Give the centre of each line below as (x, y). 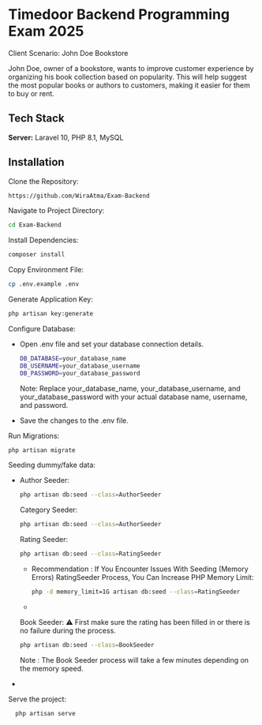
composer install (37, 255)
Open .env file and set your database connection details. (111, 344)
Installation (36, 162)
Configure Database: (42, 328)
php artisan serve (46, 713)
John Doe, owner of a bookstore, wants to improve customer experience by (131, 68)
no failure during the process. (67, 630)
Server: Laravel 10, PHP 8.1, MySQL (66, 137)
